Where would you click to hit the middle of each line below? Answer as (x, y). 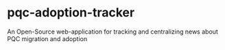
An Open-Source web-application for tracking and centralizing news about (113, 32)
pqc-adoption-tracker (71, 13)
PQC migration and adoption (47, 38)
